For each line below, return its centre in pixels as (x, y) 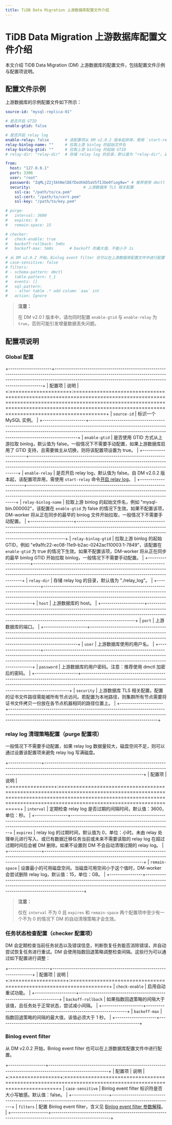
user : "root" (24, 178)
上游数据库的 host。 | (74, 603)
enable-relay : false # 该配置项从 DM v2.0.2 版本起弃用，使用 (75, 140)
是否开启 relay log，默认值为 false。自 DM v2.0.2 (108, 473)
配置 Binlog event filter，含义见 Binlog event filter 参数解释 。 (102, 1107)
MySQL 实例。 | (22, 420)
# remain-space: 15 (28, 225)
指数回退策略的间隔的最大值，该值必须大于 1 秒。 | (58, 1018)
